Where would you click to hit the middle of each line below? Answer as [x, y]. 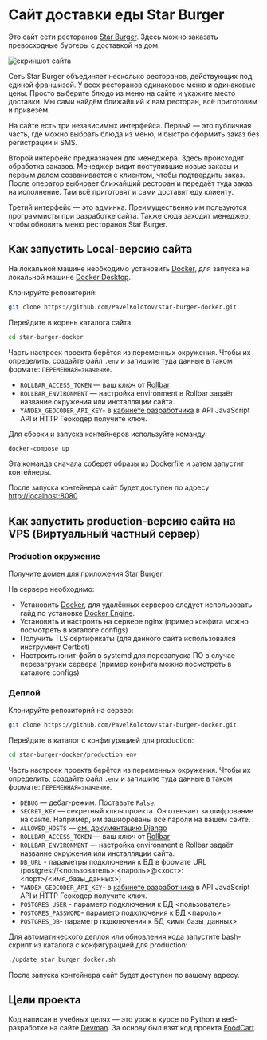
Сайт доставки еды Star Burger [116, 15]
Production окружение [55, 556]
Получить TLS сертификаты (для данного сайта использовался [128, 639]
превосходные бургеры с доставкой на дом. [84, 45]
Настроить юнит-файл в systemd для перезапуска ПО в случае [127, 656]
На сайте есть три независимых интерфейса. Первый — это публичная [130, 125]
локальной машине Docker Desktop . [70, 277]
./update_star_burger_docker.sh [62, 960]
